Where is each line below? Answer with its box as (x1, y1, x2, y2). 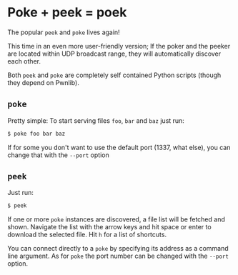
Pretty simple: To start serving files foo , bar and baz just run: (7, 116, 184, 125)
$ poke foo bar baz (7, 130, 66, 137)
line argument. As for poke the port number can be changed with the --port (7, 251, 229, 261)
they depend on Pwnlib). (7, 78, 80, 86)
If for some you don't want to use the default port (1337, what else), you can (7, 143, 231, 151)
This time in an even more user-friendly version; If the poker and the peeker (7, 41, 231, 50)
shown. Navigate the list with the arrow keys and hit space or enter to (7, 223, 212, 231)
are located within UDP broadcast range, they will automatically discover (7, 49, 222, 58)
